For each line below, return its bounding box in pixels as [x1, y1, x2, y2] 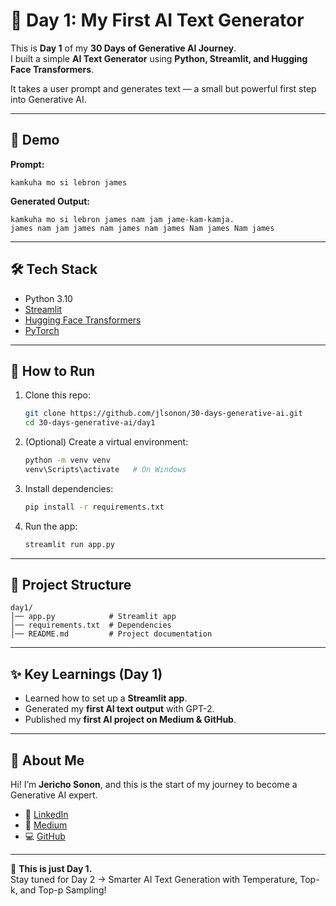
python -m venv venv [24, 455, 111, 466]
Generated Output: [10, 195, 90, 207]
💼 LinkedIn [24, 809, 69, 821]
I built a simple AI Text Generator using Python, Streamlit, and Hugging [10, 52, 308, 64]
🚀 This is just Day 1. [10, 863, 93, 875]
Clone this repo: [24, 389, 91, 401]
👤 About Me [10, 752, 85, 769]
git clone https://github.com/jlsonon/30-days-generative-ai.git [24, 409, 303, 419]
